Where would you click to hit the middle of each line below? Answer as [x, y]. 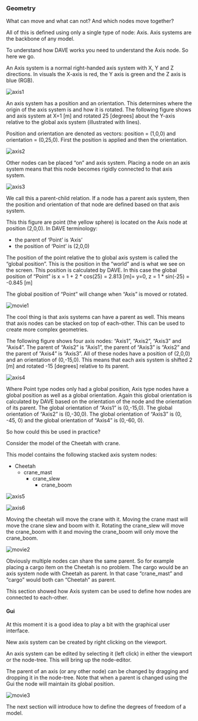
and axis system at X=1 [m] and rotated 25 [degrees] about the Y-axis [91, 116]
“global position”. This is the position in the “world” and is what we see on [95, 264]
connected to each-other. [37, 598]
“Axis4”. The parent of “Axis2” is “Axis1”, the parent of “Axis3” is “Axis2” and [98, 347]
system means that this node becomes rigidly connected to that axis [89, 169]
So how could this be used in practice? [53, 432]
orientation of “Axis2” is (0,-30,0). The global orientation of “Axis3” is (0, [94, 414]
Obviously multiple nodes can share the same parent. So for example [90, 561]
